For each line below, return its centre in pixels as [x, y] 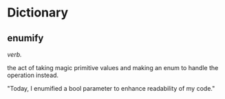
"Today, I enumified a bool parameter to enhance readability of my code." [111, 88]
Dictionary [38, 13]
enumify [25, 38]
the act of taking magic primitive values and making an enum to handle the [113, 68]
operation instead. [33, 75]
